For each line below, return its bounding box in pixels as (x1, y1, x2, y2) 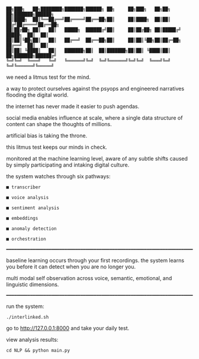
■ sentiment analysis (6, 205, 60, 211)
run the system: (6, 303, 44, 310)
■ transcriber (6, 184, 41, 190)
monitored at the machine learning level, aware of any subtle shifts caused (6, 155, 188, 162)
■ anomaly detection (6, 226, 57, 232)
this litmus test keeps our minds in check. (6, 143, 108, 150)
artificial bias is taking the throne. (6, 132, 88, 139)
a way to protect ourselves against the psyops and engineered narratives (6, 85, 185, 92)
